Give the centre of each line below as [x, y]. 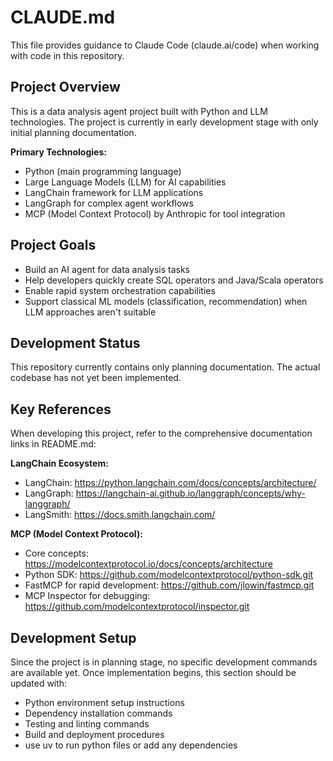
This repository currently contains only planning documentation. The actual [165, 367]
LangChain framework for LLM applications [114, 192]
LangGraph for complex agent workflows [109, 203]
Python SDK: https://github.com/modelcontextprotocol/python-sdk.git [169, 575]
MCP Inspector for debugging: [87, 596]
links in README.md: [53, 444]
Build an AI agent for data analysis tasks [107, 269]
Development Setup [73, 637]
